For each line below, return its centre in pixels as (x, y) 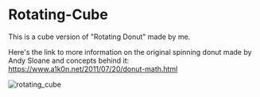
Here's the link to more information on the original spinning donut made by (130, 52)
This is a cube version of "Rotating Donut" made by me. (99, 37)
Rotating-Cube (58, 15)
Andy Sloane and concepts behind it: (69, 60)
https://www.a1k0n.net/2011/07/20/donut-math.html (93, 68)
